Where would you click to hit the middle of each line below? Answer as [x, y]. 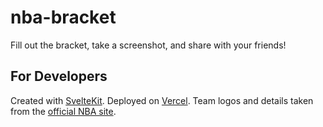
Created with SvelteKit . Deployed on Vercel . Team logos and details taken [162, 100]
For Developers [59, 76]
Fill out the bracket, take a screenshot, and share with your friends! [148, 45]
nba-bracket [63, 17]
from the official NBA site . [63, 111]
